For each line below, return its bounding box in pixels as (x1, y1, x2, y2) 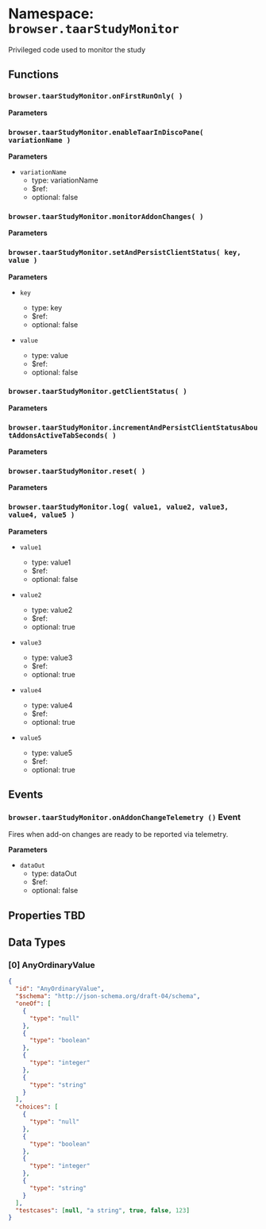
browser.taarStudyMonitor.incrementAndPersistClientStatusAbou (8, 422, 258, 432)
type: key (31, 302, 63, 312)
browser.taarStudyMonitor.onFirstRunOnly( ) (8, 92, 183, 101)
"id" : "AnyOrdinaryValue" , (15, 985, 105, 993)
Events (8, 788, 44, 802)
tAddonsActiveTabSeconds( (8, 430, 109, 440)
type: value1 (31, 557, 71, 567)
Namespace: (8, 5, 94, 23)
